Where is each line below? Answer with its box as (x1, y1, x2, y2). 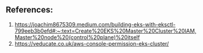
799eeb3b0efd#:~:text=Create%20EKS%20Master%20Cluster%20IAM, (14, 27, 196, 34)
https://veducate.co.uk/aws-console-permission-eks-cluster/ (14, 40, 169, 47)
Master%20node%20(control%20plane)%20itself (14, 33, 140, 41)
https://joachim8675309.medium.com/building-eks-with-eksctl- (14, 20, 176, 28)
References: (5, 5, 53, 15)
